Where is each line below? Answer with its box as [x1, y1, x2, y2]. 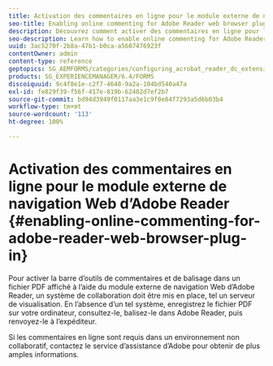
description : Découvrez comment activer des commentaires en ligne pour [8, 27, 260, 35]
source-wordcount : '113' [8, 111, 93, 119]
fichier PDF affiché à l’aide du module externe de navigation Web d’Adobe [8, 281, 255, 291]
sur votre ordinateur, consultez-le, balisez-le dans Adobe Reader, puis [8, 307, 243, 317]
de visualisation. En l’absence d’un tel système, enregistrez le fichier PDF [8, 298, 253, 309]
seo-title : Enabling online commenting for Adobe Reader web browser [8, 20, 249, 28]
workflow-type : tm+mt [8, 102, 82, 111]
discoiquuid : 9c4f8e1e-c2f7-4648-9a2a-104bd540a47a [8, 80, 187, 88]
